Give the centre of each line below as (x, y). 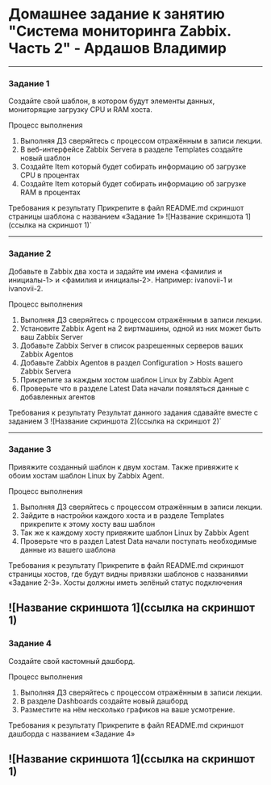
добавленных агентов (57, 397)
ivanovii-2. (26, 288)
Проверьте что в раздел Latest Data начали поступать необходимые (138, 541)
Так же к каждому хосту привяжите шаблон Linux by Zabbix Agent (134, 532)
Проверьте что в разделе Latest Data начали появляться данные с (135, 388)
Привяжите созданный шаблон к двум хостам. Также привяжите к (124, 467)
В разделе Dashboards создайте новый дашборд (104, 701)
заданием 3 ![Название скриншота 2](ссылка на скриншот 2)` (115, 421)
